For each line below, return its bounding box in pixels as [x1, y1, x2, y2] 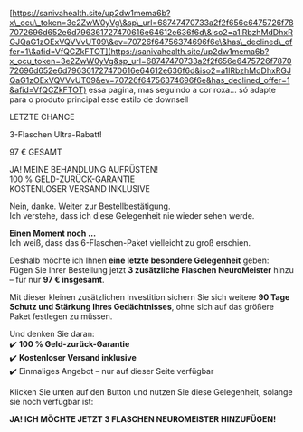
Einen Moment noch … [9, 228, 97, 239]
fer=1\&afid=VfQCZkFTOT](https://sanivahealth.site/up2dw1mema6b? [9, 46, 270, 57]
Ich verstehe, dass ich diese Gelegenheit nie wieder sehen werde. [9, 211, 255, 221]
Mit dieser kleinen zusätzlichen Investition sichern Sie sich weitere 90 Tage [9, 292, 290, 302]
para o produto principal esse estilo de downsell [9, 94, 189, 105]
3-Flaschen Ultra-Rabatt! [9, 129, 102, 139]
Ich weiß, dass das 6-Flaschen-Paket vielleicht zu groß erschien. [9, 238, 251, 248]
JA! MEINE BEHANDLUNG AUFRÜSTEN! [9, 164, 159, 174]
